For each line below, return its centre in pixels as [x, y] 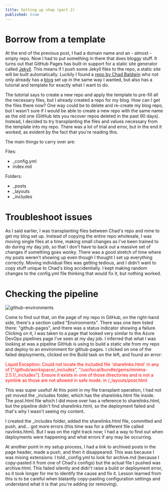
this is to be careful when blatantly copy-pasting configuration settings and [83, 479]
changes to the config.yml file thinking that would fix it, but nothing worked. [83, 273]
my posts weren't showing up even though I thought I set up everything [79, 258]
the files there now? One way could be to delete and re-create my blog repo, [84, 105]
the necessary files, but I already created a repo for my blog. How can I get [83, 100]
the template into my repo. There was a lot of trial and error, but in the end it [83, 127]
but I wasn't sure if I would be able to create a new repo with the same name [84, 111]
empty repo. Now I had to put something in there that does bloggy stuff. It [81, 59]
